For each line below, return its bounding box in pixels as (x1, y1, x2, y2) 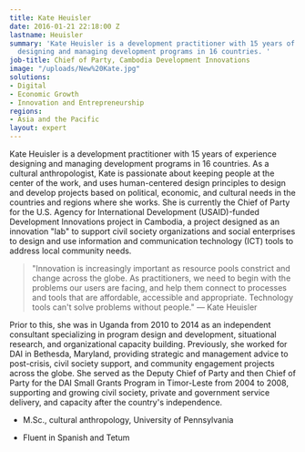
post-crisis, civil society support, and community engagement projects (9, 358, 275, 369)
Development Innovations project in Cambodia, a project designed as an (9, 216, 280, 227)
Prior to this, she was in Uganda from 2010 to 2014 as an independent (9, 320, 271, 330)
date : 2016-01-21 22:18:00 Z (9, 22, 120, 31)
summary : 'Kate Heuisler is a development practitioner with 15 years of (9, 38, 296, 48)
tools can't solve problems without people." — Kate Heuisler (31, 302, 258, 313)
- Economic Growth (9, 89, 79, 98)
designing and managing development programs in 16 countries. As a (9, 159, 269, 169)
